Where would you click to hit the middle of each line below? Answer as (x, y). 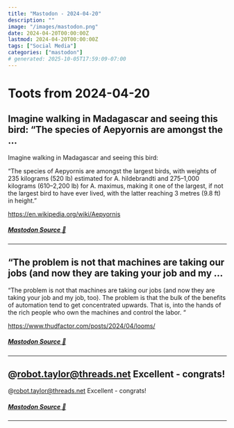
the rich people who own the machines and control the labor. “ (97, 312)
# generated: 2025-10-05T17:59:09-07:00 (67, 59)
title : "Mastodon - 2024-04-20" (55, 14)
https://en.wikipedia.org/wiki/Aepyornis (64, 214)
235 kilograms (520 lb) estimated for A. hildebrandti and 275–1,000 (104, 178)
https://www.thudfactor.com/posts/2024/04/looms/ (82, 326)
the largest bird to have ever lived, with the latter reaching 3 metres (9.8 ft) (114, 193)
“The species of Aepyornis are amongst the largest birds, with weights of (112, 171)
